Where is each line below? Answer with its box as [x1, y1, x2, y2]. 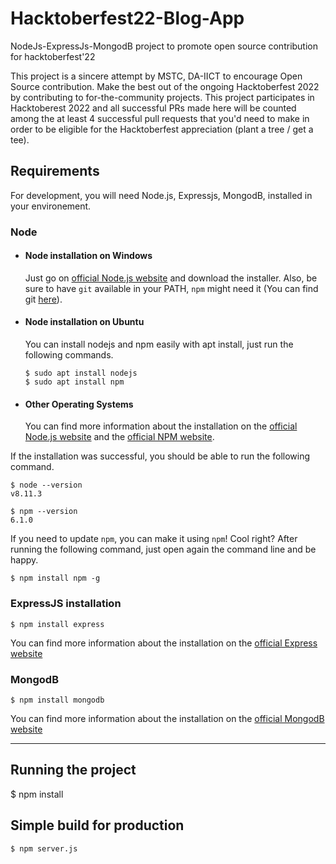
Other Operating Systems [24, 398, 134, 410]
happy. [10, 554, 39, 566]
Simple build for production [10, 817, 185, 834]
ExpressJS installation [10, 597, 122, 611]
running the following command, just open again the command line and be [10, 543, 317, 556]
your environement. [10, 200, 92, 212]
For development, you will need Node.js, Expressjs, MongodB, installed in [10, 189, 313, 201]
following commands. [24, 349, 114, 361]
